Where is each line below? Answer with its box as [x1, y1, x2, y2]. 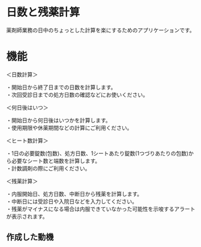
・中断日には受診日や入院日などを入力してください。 [6, 198, 138, 205]
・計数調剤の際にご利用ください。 [6, 165, 91, 172]
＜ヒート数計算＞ [6, 136, 49, 144]
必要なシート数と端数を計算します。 [11, 157, 101, 164]
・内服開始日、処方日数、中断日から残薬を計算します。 [6, 190, 143, 197]
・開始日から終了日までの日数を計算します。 [6, 84, 116, 91]
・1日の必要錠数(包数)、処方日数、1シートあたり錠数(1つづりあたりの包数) [6, 150, 189, 157]
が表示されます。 [6, 213, 48, 220]
